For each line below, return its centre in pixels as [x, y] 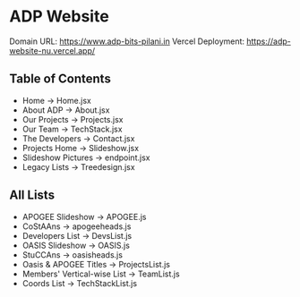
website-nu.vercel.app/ [52, 50]
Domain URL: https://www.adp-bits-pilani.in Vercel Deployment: [127, 41]
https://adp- [268, 41]
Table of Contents [60, 79]
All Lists [32, 195]
